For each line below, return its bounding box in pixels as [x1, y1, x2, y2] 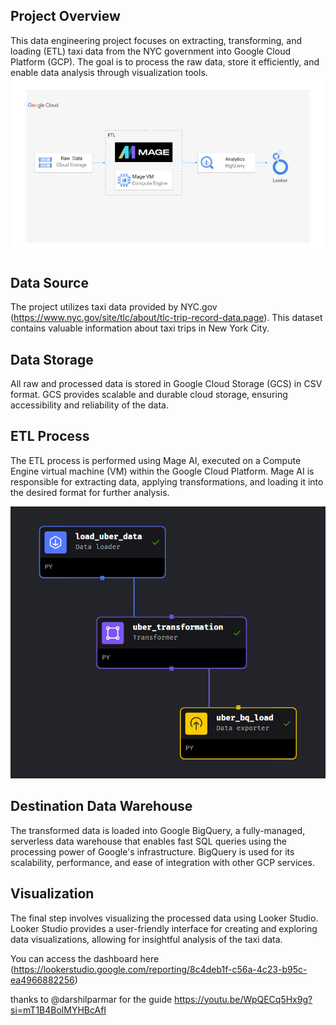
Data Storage [10, 351, 94, 368]
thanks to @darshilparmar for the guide [10, 993, 173, 1005]
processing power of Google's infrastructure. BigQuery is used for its [10, 845, 295, 858]
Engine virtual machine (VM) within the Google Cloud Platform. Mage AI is [10, 465, 315, 477]
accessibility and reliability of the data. [10, 399, 169, 411]
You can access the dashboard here [10, 952, 160, 964]
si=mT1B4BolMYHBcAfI [10, 1004, 107, 1016]
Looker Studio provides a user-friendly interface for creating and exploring [10, 922, 318, 934]
